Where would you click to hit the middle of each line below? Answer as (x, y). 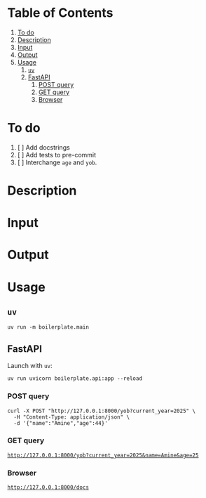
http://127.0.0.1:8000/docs (48, 487)
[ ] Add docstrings (43, 147)
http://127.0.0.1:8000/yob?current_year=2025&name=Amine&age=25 (103, 455)
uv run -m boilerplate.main (48, 327)
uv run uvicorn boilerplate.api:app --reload (75, 379)
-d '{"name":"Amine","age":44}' (61, 423)
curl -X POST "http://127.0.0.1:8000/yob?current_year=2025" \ (102, 411)
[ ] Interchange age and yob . (57, 162)
